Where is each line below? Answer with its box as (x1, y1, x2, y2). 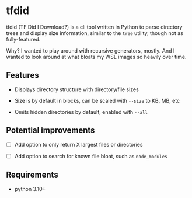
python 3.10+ (14, 185, 46, 192)
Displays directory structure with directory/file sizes (14, 86, 139, 93)
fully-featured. (6, 36, 41, 43)
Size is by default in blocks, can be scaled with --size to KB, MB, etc (14, 97, 180, 104)
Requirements (6, 170, 58, 180)
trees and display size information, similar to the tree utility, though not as (6, 29, 184, 36)
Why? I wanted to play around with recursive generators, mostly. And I (6, 47, 175, 54)
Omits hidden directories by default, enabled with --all (14, 108, 148, 115)
